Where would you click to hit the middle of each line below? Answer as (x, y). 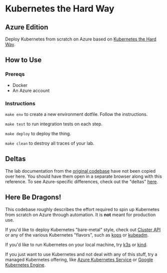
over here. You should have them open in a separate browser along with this (84, 176)
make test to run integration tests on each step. (54, 124)
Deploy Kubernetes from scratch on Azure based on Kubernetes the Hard (81, 39)
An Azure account (31, 90)
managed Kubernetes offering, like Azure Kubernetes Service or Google (79, 260)
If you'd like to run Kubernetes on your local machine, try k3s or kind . (76, 245)
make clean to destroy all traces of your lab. (50, 143)
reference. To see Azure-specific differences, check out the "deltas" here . (82, 181)
